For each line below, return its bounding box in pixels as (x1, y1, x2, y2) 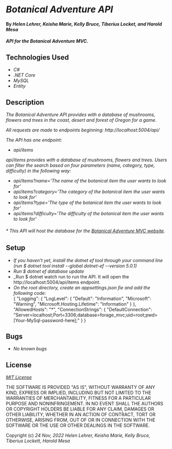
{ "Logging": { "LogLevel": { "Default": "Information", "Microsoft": (13, 295, 151, 302)
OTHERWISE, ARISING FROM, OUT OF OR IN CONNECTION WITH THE (6, 417, 156, 423)
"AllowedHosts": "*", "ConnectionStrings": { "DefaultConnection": (13, 306, 152, 312)
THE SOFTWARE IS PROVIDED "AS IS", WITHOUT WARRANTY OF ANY (6, 384, 156, 390)
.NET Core (13, 72, 35, 78)
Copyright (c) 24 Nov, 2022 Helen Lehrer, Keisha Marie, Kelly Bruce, (6, 433, 150, 439)
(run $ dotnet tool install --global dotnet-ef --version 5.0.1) (13, 263, 138, 269)
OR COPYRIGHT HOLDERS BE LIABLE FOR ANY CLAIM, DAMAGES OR (6, 406, 155, 412)
